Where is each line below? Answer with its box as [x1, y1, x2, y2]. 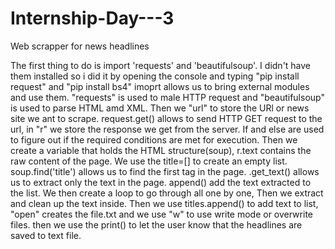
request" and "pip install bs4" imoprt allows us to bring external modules [10, 80, 310, 92]
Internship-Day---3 [10, 7, 175, 30]
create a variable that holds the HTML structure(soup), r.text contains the [10, 144, 312, 156]
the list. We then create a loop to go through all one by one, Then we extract [10, 187, 324, 199]
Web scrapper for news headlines [10, 40, 150, 52]
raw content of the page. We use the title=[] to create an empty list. [10, 155, 288, 167]
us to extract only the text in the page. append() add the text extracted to [10, 176, 312, 188]
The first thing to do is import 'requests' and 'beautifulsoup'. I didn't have [10, 59, 312, 71]
